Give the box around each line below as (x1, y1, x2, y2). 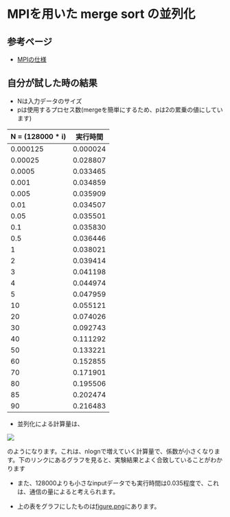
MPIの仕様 (16, 56, 47, 63)
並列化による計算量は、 (16, 419, 84, 428)
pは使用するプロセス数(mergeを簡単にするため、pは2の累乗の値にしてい (16, 105, 223, 113)
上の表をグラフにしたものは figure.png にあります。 (16, 502, 161, 510)
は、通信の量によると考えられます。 (16, 487, 119, 496)
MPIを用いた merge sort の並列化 (7, 6, 196, 22)
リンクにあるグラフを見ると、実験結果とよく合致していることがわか (30, 455, 223, 464)
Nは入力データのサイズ (16, 97, 82, 105)
